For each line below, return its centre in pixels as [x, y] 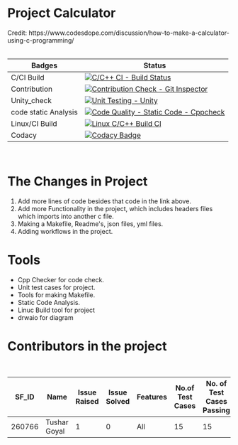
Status [155, 65]
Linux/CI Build [34, 124]
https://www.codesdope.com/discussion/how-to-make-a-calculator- [129, 33]
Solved [118, 401]
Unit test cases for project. [56, 287]
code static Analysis [44, 112]
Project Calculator [62, 13]
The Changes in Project [78, 182]
